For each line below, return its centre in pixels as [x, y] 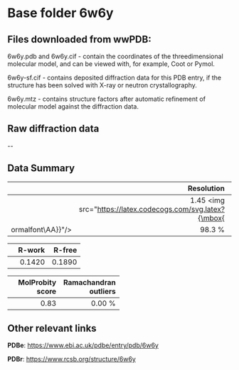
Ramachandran [89, 282]
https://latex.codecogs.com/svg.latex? [161, 209]
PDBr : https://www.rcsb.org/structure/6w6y [72, 359]
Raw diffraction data [53, 129]
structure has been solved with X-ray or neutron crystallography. [102, 85]
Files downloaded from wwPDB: [79, 39]
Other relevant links [52, 328]
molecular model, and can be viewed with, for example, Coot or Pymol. [111, 64]
